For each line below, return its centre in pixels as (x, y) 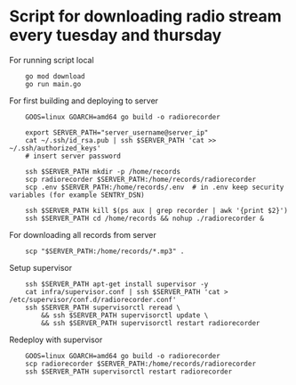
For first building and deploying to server (84, 101)
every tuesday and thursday (116, 35)
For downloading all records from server (83, 234)
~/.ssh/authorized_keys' (55, 148)
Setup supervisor (41, 267)
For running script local (52, 60)
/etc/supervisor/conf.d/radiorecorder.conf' (93, 299)
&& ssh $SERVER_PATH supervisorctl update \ (125, 315)
